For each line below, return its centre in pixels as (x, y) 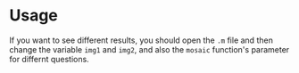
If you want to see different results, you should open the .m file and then (141, 40)
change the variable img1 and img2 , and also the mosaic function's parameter (149, 49)
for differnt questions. (49, 59)
